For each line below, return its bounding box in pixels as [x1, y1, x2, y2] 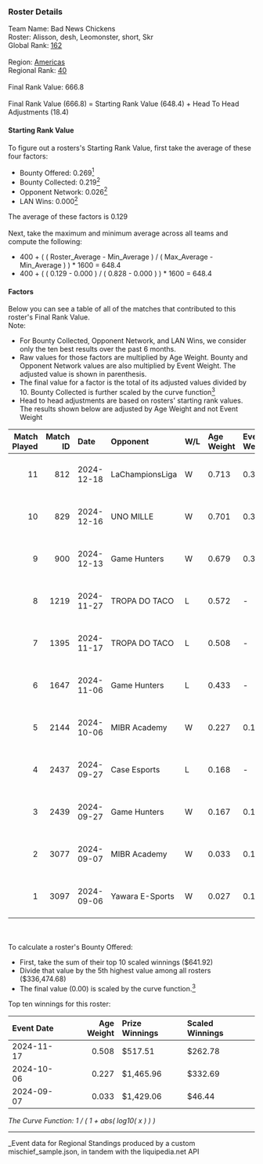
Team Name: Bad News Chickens [8, 24, 116, 34]
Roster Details [8, 6, 63, 17]
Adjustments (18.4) [8, 108, 69, 117]
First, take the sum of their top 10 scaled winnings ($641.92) [19, 957, 214, 967]
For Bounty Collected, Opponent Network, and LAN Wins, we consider [19, 336, 247, 345]
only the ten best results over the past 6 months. [19, 345, 176, 354]
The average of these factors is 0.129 [8, 212, 128, 221]
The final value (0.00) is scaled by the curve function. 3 [19, 982, 196, 993]
